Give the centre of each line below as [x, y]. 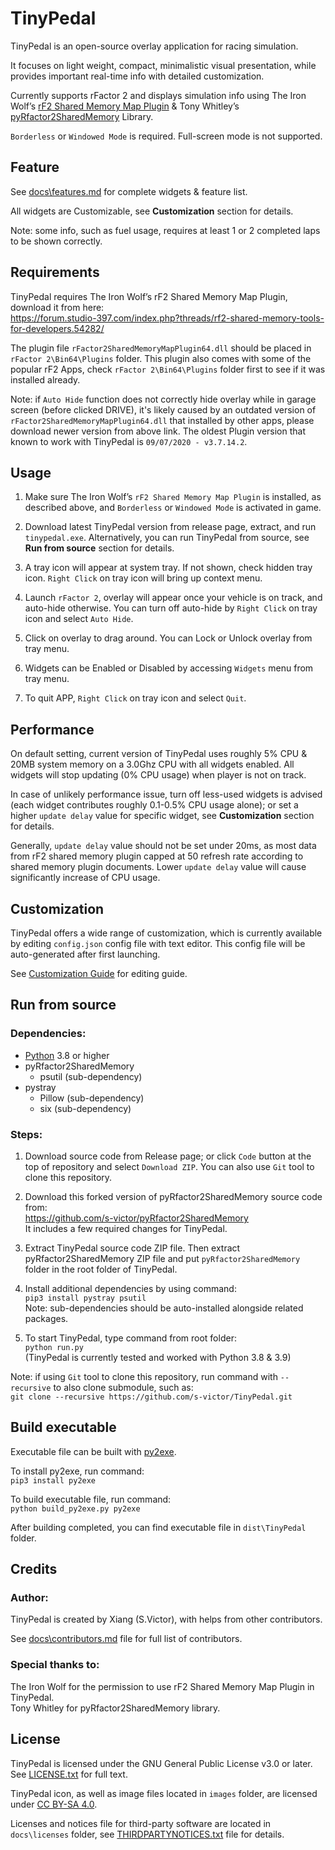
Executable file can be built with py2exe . [93, 1451]
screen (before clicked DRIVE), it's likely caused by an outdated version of [163, 409]
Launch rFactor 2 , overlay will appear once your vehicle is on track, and [173, 598]
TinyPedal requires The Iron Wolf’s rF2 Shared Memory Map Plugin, [149, 296]
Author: [29, 1598]
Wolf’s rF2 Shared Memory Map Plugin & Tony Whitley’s [125, 106]
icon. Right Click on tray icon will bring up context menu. [143, 578]
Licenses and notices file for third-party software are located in [141, 1823]
